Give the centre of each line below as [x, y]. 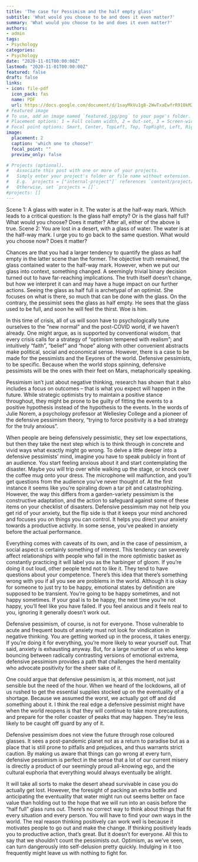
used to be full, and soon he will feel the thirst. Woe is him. [77, 309]
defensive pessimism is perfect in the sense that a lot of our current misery [97, 760]
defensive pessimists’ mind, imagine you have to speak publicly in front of [96, 456]
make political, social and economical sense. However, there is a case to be [98, 352]
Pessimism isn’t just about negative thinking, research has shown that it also [98, 382]
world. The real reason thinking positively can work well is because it [90, 821]
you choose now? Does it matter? [47, 241]
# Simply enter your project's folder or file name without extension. [99, 176]
